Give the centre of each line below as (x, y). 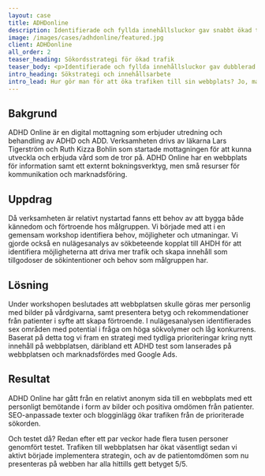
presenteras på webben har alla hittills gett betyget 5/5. (98, 463)
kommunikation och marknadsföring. (68, 174)
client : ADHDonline (40, 45)
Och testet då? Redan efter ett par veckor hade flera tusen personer (118, 438)
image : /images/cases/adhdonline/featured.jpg (86, 37)
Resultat (29, 379)
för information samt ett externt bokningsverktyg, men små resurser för (124, 166)
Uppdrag (30, 199)
